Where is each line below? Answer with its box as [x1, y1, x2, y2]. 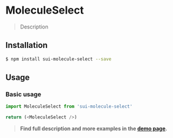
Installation [5, 40, 48, 50]
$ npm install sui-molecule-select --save [5, 56, 112, 62]
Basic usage [5, 90, 42, 98]
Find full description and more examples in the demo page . [19, 125, 168, 132]
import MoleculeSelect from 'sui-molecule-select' [5, 104, 133, 110]
